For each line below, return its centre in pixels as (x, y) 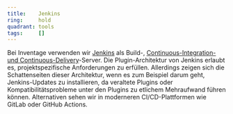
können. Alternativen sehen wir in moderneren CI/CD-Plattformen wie (107, 97)
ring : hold (29, 20)
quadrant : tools (31, 26)
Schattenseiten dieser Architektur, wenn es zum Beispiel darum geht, (106, 75)
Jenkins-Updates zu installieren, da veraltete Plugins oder (90, 82)
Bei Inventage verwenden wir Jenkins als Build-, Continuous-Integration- (112, 53)
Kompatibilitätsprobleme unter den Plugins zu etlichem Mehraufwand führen (116, 90)
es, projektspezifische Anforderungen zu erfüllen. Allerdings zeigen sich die (116, 67)
